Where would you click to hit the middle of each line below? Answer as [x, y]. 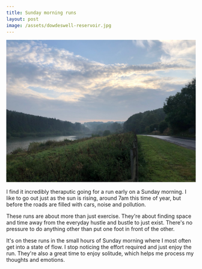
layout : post [23, 19]
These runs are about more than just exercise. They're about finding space [99, 216]
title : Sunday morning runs [41, 13]
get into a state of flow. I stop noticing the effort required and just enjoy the [99, 247]
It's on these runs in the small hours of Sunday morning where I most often [99, 241]
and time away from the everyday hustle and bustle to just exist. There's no [99, 223]
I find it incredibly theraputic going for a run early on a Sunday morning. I [96, 192]
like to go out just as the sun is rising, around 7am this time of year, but [94, 198]
